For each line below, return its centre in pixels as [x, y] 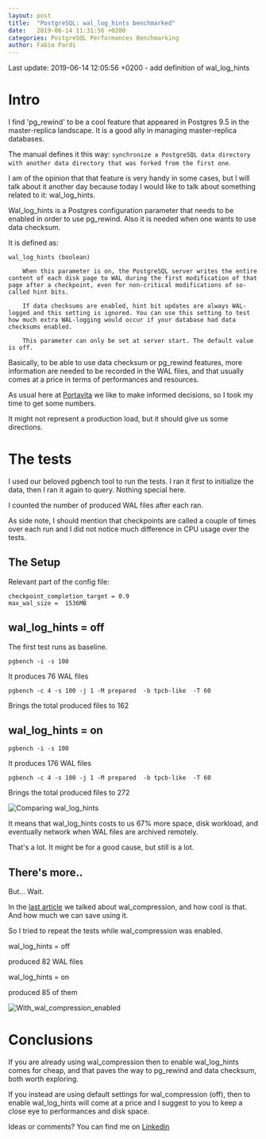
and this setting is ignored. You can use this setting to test [141, 313]
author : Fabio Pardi [42, 45]
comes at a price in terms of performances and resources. [104, 379]
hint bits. [51, 292]
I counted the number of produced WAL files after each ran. [106, 505]
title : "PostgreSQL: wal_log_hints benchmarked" [92, 23]
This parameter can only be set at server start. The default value [138, 341]
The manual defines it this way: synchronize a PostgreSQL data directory [129, 154]
